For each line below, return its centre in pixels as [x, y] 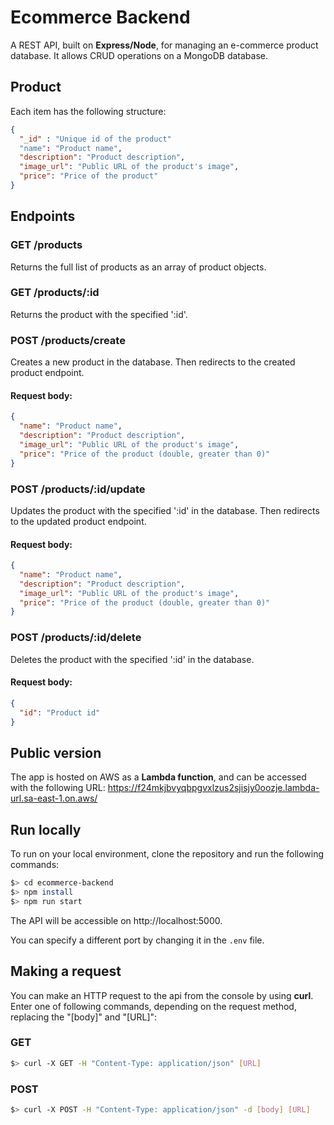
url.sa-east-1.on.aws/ [54, 798]
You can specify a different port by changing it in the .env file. [137, 940]
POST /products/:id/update [78, 489]
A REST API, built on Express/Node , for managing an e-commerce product [164, 45]
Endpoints [43, 216]
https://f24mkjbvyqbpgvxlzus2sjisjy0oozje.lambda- [213, 788]
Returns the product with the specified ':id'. [99, 314]
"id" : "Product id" [60, 712]
